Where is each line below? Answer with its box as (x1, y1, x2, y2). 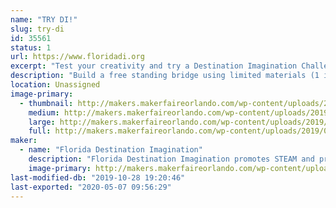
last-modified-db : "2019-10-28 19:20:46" (10, 172, 186, 183)
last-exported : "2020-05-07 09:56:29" (10, 182, 172, 192)
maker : (10, 136, 38, 146)
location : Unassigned (10, 80, 101, 90)
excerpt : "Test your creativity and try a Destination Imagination (10, 61, 298, 71)
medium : (28, 107, 60, 118)
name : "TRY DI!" (10, 14, 78, 25)
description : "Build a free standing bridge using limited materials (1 (10, 71, 320, 81)
